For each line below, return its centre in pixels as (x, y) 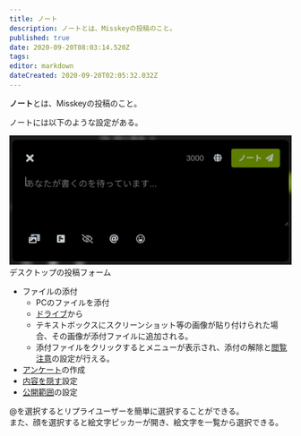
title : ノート (34, 19)
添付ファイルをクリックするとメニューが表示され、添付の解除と (153, 347)
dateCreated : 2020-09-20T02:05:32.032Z (84, 76)
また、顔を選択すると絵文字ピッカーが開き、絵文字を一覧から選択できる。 (146, 423)
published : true (39, 38)
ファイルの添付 (50, 292)
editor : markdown (42, 66)
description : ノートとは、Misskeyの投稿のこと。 (93, 28)
